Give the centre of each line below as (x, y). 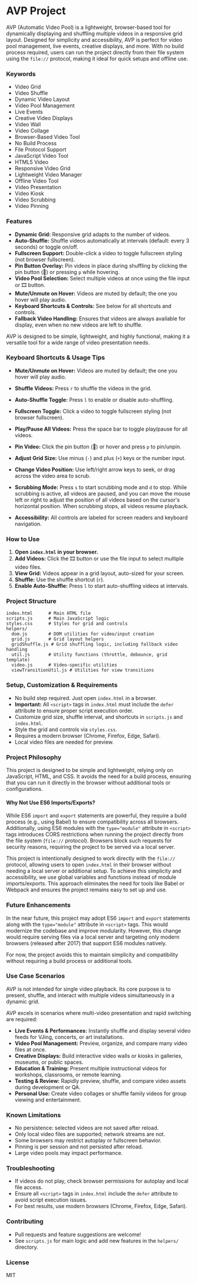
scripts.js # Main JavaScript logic (58, 618)
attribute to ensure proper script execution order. (74, 711)
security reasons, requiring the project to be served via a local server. (91, 847)
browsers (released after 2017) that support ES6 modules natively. (86, 943)
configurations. (24, 789)
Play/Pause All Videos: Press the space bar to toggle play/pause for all (101, 429)
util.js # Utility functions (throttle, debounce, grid (89, 655)
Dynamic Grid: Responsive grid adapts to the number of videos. (93, 234)
